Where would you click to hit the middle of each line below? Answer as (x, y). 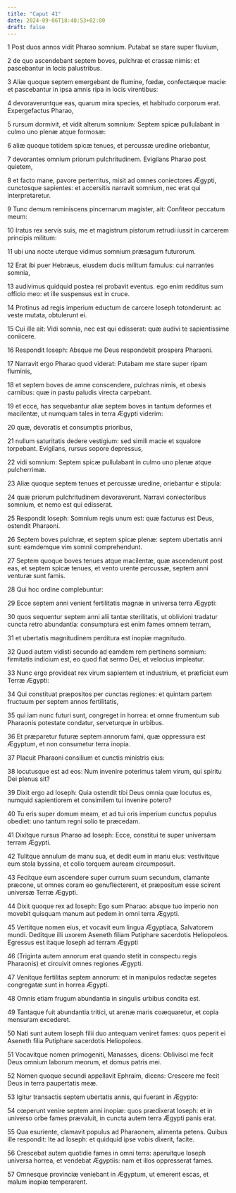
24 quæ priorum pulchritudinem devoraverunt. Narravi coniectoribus (107, 497)
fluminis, (20, 371)
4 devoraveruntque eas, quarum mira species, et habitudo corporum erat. (114, 103)
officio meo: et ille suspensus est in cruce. (69, 294)
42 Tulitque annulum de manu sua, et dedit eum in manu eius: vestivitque (113, 857)
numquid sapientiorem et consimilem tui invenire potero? (89, 800)
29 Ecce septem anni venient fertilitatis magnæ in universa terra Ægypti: (112, 603)
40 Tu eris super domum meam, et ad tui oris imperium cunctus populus (112, 814)
